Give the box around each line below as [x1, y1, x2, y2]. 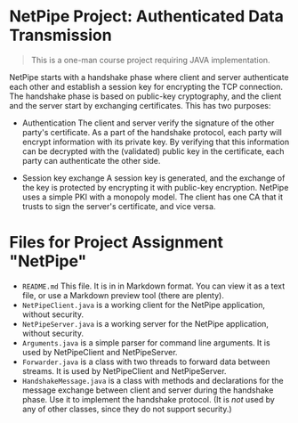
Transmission [9, 25, 113, 45]
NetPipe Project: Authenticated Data [9, 6, 285, 27]
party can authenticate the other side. [21, 155, 161, 166]
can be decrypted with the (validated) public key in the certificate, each [21, 145, 285, 157]
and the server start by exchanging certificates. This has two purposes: [9, 100, 271, 110]
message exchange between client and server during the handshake [21, 385, 274, 395]
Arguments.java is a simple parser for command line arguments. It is [21, 337, 270, 348]
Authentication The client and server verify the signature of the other [21, 118, 275, 128]
